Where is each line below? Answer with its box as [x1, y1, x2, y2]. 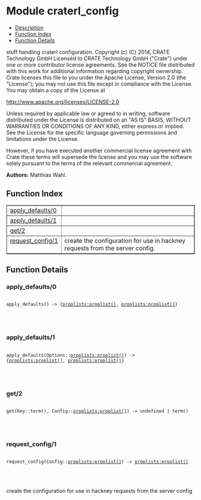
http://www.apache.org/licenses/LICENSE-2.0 [6, 98, 120, 106]
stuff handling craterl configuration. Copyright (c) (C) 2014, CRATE [6, 48, 170, 55]
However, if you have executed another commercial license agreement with [6, 147, 192, 154]
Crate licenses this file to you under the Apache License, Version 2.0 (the [6, 74, 187, 81]
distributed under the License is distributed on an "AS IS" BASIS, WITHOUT [6, 116, 191, 124]
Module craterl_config [6, 4, 119, 18]
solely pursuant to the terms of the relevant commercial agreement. [6, 159, 172, 167]
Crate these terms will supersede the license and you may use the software [6, 153, 193, 160]
